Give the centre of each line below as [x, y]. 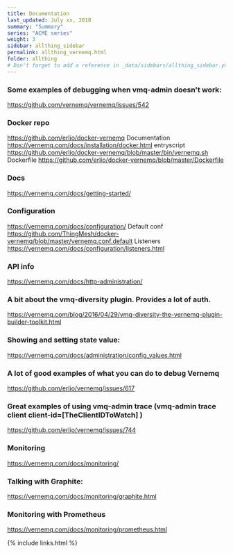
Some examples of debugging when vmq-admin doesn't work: [114, 90]
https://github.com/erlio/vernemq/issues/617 [71, 388]
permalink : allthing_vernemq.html [57, 53]
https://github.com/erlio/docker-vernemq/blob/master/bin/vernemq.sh [108, 153]
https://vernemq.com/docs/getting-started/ [69, 193]
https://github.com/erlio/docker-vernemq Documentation [89, 138]
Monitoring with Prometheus [57, 514]
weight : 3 [21, 40]
